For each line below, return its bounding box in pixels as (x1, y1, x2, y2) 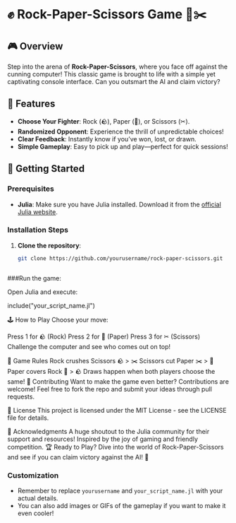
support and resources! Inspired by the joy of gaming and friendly (7, 435, 199, 443)
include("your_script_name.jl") (7, 301, 95, 310)
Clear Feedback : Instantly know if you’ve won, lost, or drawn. (17, 134, 197, 143)
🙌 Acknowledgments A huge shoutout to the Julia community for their (7, 427, 210, 435)
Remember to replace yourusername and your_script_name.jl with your (17, 486, 223, 495)
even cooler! (17, 509, 54, 517)
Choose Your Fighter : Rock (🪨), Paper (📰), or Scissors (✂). (17, 117, 190, 125)
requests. (7, 392, 35, 401)
